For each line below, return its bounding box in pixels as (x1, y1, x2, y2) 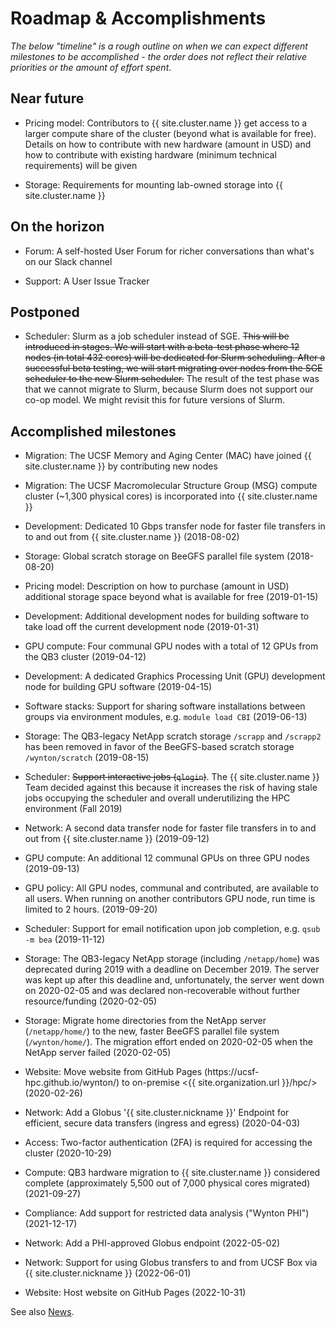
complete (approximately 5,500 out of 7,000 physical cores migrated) (24, 1177, 311, 1189)
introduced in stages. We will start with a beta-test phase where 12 (24, 341, 300, 353)
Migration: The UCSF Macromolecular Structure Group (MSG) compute (24, 480, 318, 492)
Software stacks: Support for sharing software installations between (24, 700, 306, 712)
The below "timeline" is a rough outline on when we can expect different (10, 40, 308, 52)
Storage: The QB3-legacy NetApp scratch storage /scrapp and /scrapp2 (24, 730, 322, 742)
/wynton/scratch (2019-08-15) (24, 752, 150, 764)
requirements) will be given (24, 159, 138, 171)
